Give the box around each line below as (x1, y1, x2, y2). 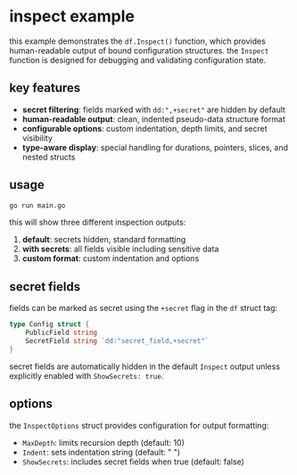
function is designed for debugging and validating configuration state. (9, 54, 267, 65)
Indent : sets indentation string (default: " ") (21, 446, 181, 457)
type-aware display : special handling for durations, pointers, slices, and (21, 142, 288, 152)
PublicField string (25, 328, 98, 338)
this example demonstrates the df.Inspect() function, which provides (9, 36, 266, 46)
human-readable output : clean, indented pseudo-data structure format (21, 113, 285, 124)
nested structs (21, 152, 76, 162)
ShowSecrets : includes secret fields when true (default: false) (21, 456, 245, 467)
